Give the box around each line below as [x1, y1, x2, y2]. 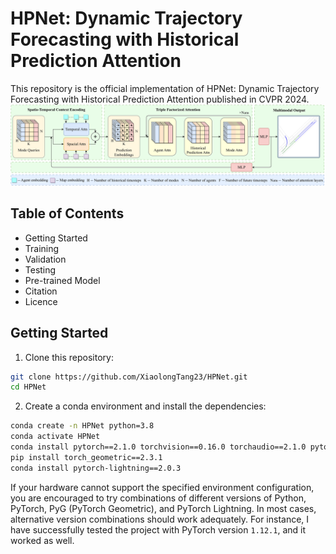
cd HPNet [10, 382, 47, 392]
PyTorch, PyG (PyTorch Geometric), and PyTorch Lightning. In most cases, [10, 502, 317, 514]
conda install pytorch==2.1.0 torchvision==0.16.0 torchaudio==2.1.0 [10, 442, 307, 452]
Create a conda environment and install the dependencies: [24, 400, 267, 412]
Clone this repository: [24, 351, 114, 363]
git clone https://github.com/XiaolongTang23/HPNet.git [10, 372, 248, 382]
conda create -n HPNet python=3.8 [10, 421, 155, 431]
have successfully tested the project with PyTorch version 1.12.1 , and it [10, 523, 307, 536]
